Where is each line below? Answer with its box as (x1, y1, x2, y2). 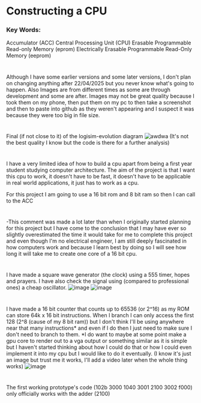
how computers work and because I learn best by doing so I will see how (6, 244, 187, 251)
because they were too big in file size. (6, 111, 100, 118)
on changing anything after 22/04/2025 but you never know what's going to (6, 79, 194, 86)
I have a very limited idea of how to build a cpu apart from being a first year (6, 160, 193, 168)
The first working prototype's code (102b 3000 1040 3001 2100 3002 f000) (6, 383, 193, 391)
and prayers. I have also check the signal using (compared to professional (6, 277, 189, 285)
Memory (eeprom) (6, 52, 52, 59)
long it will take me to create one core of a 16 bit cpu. (6, 250, 137, 258)
